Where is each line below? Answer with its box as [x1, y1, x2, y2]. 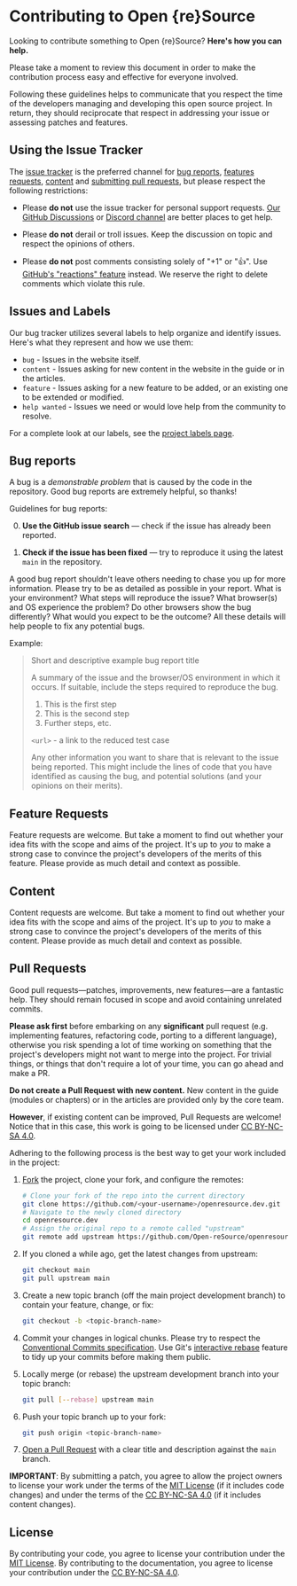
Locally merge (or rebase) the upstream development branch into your [21, 1368, 279, 1379]
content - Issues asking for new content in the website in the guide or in [21, 363, 285, 374]
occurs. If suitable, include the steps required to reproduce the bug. [30, 682, 279, 692]
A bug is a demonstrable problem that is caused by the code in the [9, 477, 253, 488]
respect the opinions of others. [21, 238, 136, 249]
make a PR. [9, 1067, 51, 1078]
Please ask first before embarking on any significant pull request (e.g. [9, 1020, 269, 1031]
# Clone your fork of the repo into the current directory [21, 1191, 246, 1200]
